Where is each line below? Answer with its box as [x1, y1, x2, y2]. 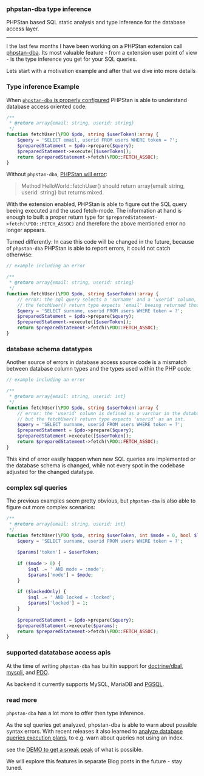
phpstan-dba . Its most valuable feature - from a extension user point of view [6, 49, 197, 57]
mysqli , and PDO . [6, 668, 50, 676]
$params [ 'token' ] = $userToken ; [17, 549, 99, 555]
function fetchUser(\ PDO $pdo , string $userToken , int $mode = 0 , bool [6, 532, 192, 538]
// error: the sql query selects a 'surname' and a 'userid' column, [17, 297, 197, 303]
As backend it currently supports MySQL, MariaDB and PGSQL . [6, 680, 165, 688]
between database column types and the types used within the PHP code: [6, 365, 192, 373]
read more [6, 695, 38, 704]
